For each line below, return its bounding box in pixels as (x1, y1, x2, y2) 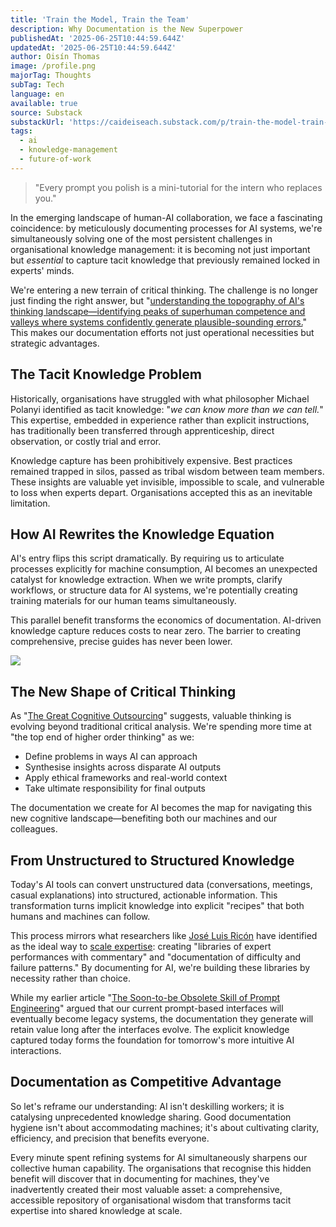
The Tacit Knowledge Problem (10, 366, 202, 383)
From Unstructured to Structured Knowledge (10, 852, 295, 869)
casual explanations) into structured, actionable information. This (10, 889, 278, 901)
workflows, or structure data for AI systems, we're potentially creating (10, 584, 298, 596)
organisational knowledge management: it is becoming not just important (10, 243, 311, 255)
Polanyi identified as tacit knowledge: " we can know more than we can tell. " (10, 403, 324, 415)
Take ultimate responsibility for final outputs (24, 782, 207, 795)
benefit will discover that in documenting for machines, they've (10, 1172, 270, 1185)
